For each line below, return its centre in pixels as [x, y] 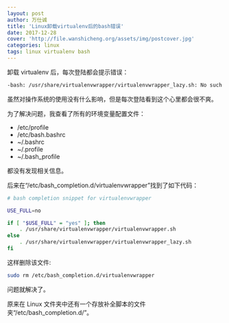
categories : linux [33, 45]
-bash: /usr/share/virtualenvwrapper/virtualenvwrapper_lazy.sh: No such [115, 85]
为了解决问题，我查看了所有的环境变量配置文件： [76, 113]
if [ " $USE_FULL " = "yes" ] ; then [57, 223]
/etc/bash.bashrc [41, 134]
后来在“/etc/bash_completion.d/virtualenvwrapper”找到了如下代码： [103, 185]
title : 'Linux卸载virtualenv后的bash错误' [65, 26]
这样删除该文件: [29, 262]
